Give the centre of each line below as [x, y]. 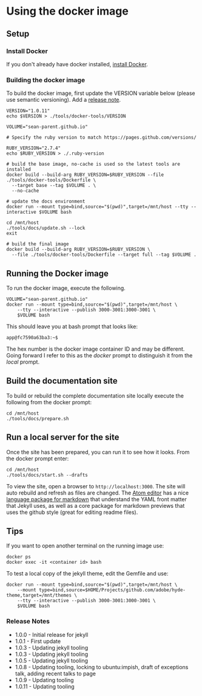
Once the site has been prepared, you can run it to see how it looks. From [98, 452]
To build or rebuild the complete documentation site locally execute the [95, 395]
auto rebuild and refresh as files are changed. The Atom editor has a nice [98, 493]
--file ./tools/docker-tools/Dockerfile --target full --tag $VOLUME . [104, 255]
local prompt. [23, 362]
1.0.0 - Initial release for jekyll [52, 634]
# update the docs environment [46, 202]
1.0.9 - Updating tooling [44, 680]
